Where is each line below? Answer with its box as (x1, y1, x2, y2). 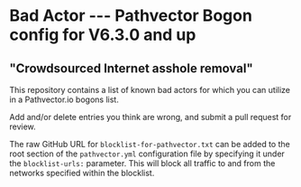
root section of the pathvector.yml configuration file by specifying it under (9, 148, 286, 159)
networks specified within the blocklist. (9, 168, 155, 178)
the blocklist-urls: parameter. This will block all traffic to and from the (9, 158, 276, 168)
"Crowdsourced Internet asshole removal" (9, 61, 254, 76)
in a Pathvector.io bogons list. (9, 94, 119, 105)
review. (9, 121, 36, 132)
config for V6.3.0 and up (9, 24, 196, 45)
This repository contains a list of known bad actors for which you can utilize (9, 85, 291, 95)
